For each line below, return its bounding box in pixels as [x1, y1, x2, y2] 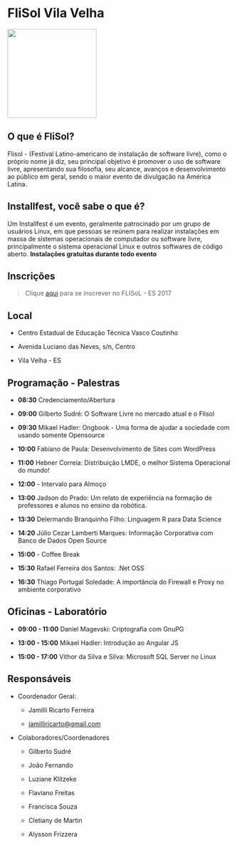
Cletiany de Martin [28, 816, 83, 824]
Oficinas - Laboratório [7, 606, 107, 618]
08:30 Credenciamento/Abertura [17, 396, 115, 404]
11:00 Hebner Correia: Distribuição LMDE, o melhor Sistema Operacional [17, 458, 231, 467]
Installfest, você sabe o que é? [7, 201, 145, 213]
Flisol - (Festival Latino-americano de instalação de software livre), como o [7, 149, 227, 158]
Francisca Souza [28, 802, 78, 811]
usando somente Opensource [17, 431, 105, 439]
